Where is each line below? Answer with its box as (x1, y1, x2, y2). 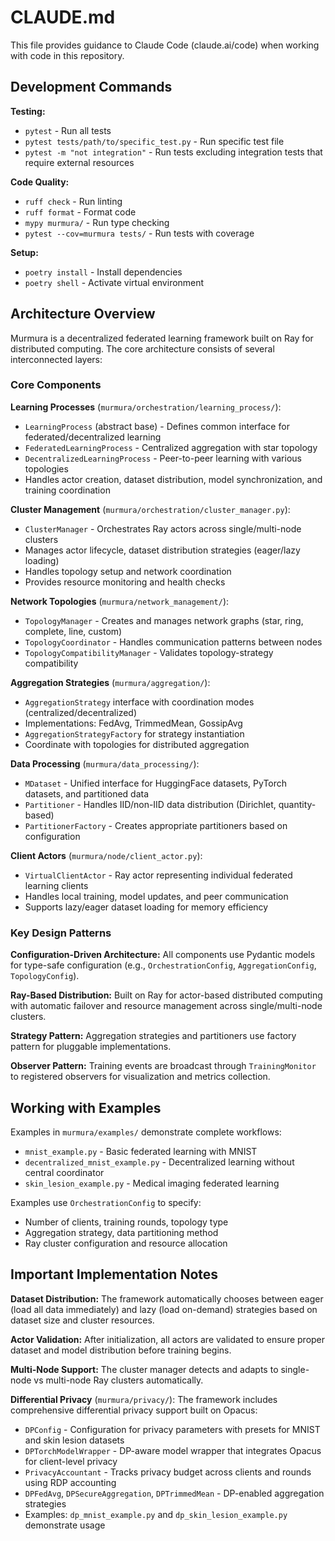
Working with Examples (10, 1099, 162, 1116)
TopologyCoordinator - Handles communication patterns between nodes (24, 636, 323, 648)
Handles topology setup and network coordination (24, 565, 232, 577)
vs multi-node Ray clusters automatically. (33, 1374, 204, 1386)
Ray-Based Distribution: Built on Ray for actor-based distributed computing (10, 989, 323, 1001)
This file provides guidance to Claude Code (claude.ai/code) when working (10, 39, 320, 51)
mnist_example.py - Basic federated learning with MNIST (24, 1145, 258, 1157)
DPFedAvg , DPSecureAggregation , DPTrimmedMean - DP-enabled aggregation (24, 1487, 325, 1499)
